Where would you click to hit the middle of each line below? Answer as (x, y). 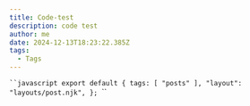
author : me (30, 34)
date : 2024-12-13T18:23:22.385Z (69, 42)
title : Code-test (42, 17)
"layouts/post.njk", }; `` (58, 92)
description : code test (54, 26)
